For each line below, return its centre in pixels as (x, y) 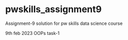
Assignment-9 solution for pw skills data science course (64, 23)
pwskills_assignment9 (54, 9)
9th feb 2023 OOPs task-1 (33, 33)
